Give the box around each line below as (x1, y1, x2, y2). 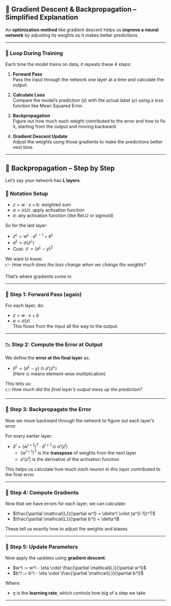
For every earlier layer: (5, 432, 53, 439)
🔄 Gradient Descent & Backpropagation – (5, 5, 136, 14)
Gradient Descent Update (12, 133, 68, 139)
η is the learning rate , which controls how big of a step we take (12, 590, 146, 596)
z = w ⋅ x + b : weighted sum (12, 202, 71, 208)
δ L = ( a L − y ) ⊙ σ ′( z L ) (12, 365, 57, 372)
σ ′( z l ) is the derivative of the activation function (20, 455, 120, 462)
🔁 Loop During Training (5, 50, 64, 57)
